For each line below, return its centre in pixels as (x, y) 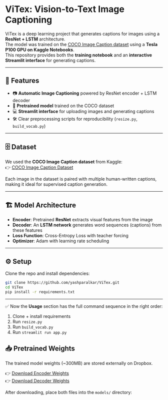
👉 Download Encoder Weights (37, 373)
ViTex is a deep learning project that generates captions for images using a (82, 34)
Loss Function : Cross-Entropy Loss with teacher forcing (70, 236)
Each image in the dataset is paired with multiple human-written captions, (81, 179)
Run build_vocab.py (33, 327)
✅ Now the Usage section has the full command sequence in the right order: (84, 306)
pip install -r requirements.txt (40, 292)
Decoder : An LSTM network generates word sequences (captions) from (87, 225)
